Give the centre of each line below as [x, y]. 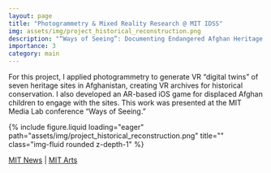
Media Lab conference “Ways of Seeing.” [77, 111]
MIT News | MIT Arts [43, 160]
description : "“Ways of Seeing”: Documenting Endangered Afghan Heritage [136, 39]
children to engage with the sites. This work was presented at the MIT [125, 103]
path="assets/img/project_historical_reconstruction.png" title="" [116, 136]
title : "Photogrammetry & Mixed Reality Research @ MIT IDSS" [116, 24]
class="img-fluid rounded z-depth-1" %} [76, 144]
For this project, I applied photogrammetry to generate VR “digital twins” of [133, 77]
